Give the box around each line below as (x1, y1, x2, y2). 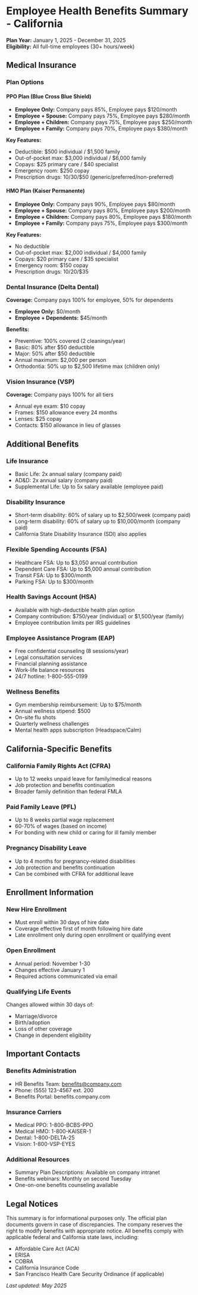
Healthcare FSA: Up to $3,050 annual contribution (14, 559, 138, 566)
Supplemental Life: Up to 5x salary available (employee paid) (14, 483, 164, 490)
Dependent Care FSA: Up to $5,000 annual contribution (14, 565, 151, 572)
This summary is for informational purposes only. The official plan (6, 1215, 167, 1222)
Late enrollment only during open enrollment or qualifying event (14, 931, 171, 938)
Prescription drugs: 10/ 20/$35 (14, 268, 89, 275)
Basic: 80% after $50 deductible (14, 343, 95, 351)
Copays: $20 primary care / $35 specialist (14, 255, 119, 262)
